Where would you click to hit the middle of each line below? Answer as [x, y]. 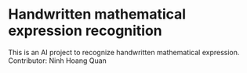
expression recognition [85, 31]
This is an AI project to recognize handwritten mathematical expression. [124, 52]
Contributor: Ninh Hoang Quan [58, 61]
